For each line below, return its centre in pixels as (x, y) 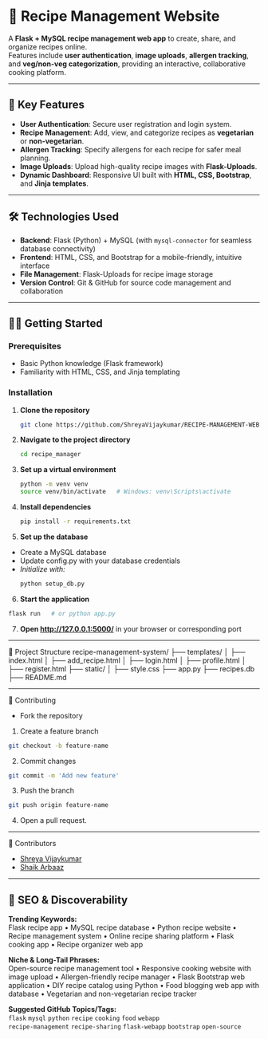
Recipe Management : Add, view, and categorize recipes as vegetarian (137, 132)
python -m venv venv (54, 484)
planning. (35, 158)
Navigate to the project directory (75, 440)
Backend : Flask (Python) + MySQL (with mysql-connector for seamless (136, 240)
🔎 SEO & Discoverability (68, 900)
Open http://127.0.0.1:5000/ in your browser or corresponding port (130, 628)
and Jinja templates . (54, 183)
